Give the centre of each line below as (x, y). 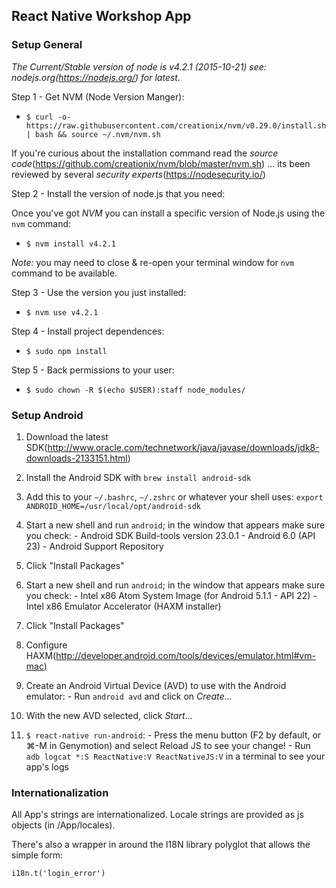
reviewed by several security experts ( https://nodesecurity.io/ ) (138, 174)
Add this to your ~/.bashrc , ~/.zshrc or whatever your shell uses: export (174, 496)
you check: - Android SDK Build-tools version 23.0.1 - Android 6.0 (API (170, 535)
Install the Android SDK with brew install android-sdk (138, 477)
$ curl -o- (48, 117)
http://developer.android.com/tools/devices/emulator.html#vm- (185, 655)
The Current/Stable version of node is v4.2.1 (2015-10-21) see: (139, 66)
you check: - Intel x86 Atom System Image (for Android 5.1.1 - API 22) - (171, 595)
